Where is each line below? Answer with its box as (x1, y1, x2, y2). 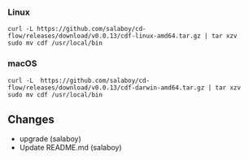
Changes (7, 112, 55, 126)
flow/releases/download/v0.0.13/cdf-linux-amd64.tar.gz (7, 32, 201, 41)
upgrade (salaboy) (19, 134, 82, 144)
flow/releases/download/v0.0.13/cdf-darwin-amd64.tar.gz (7, 84, 205, 92)
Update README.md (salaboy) (19, 143, 123, 153)
